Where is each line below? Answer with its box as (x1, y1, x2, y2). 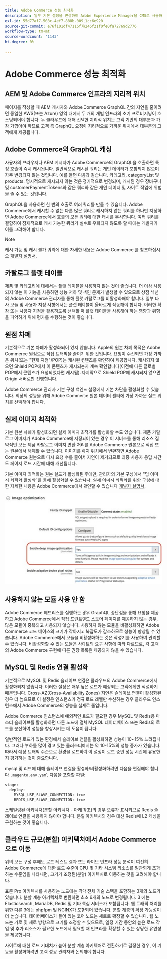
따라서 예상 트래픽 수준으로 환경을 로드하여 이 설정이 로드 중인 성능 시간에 (5, 748, 147, 754)
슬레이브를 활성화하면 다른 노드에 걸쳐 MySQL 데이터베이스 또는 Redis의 (14, 719, 155, 725)
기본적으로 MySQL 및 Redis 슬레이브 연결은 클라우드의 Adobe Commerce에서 (5, 677, 158, 683)
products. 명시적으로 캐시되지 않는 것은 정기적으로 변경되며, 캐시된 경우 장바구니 (5, 178, 162, 184)
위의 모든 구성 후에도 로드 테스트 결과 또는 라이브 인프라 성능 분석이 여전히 (5, 859, 148, 865)
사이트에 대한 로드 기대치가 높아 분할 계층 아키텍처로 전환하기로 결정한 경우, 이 (5, 942, 157, 949)
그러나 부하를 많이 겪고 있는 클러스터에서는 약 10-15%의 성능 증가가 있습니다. (11, 742, 161, 748)
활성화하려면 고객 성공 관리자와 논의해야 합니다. (14, 949, 106, 955)
